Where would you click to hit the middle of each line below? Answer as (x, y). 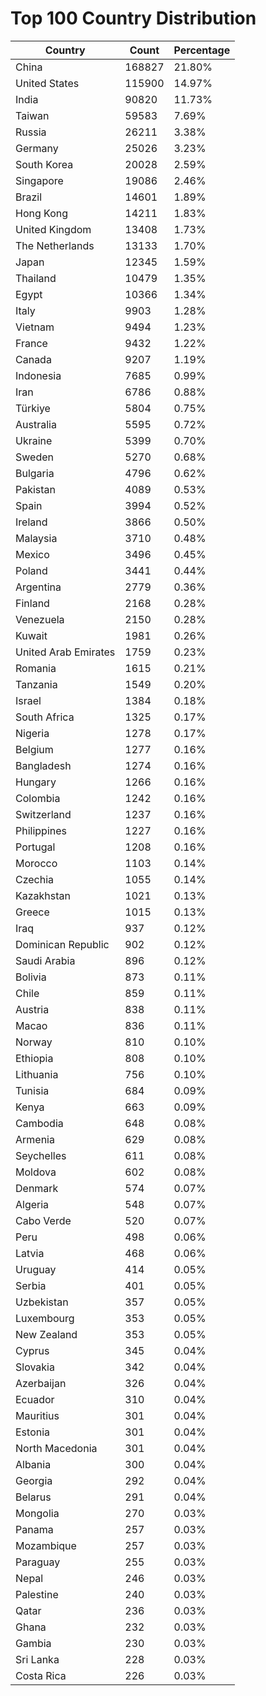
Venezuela (40, 619)
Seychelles (41, 1155)
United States (47, 83)
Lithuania (37, 1074)
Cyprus (32, 1350)
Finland (32, 603)
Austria (32, 1009)
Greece (32, 912)
